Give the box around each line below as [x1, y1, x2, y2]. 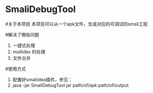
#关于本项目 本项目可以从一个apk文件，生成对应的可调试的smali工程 [5, 21, 148, 27]
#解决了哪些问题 [5, 31, 40, 37]
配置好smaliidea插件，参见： [12, 76, 73, 82]
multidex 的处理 [12, 49, 46, 55]
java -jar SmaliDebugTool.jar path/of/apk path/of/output [12, 82, 129, 88]
